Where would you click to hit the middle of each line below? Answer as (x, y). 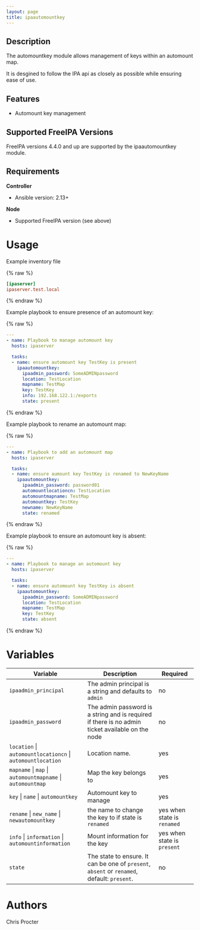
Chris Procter (22, 922)
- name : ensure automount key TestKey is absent (73, 586)
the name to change (115, 810)
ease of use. (21, 80)
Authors (27, 905)
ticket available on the (118, 729)
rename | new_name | (35, 814)
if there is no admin (114, 722)
